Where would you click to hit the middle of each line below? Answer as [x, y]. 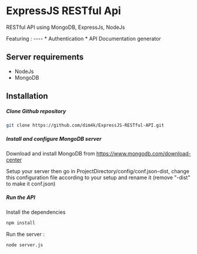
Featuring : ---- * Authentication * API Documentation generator [84, 38]
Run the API [21, 197]
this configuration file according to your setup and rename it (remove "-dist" [98, 177]
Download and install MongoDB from [51, 153]
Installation [27, 96]
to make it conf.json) [31, 183]
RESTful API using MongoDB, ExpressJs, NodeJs [66, 27]
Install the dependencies [36, 212]
